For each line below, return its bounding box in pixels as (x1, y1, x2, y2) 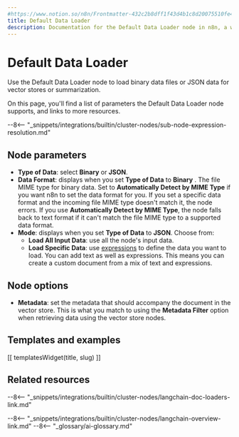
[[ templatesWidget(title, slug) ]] (7, 353, 101, 361)
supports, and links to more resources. (7, 107, 121, 115)
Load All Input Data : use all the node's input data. (28, 236, 174, 245)
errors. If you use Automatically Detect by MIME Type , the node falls (17, 206, 222, 215)
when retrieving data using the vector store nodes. (17, 313, 166, 322)
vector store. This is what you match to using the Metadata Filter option (17, 306, 229, 314)
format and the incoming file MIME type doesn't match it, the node (17, 198, 213, 207)
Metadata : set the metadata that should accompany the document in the (17, 298, 231, 307)
